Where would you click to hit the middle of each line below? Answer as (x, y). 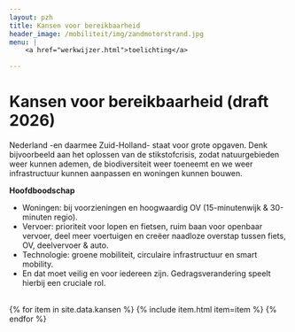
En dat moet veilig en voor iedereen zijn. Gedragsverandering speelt (146, 274)
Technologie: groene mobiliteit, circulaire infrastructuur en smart (140, 255)
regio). (66, 217)
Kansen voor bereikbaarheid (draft (139, 102)
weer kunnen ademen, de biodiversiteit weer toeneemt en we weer (131, 164)
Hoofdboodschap (42, 190)
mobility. (38, 264)
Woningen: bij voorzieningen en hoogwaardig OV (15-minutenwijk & (145, 208)
